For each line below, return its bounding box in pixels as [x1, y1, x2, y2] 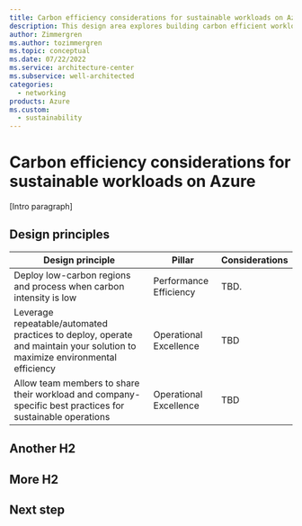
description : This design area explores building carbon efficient [9, 22, 268, 31]
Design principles [9, 227, 111, 243]
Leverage [13, 306, 54, 318]
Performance [153, 274, 209, 287]
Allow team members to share [13, 377, 140, 389]
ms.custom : [9, 105, 50, 114]
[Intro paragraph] [9, 201, 74, 212]
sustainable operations [13, 410, 111, 423]
